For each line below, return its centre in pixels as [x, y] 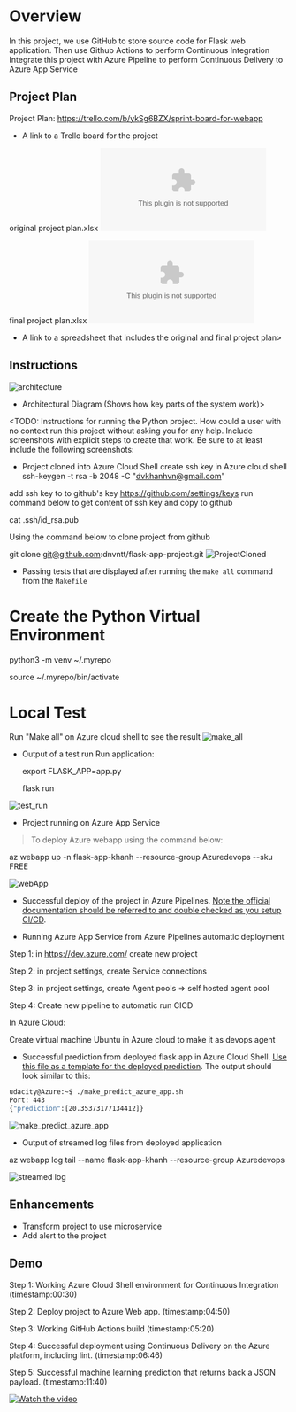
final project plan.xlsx [48, 320]
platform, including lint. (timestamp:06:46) [86, 1355]
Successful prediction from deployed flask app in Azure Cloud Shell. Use [154, 1057]
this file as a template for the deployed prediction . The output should [147, 1067]
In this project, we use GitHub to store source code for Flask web [127, 41]
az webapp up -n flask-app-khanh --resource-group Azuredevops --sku [141, 857]
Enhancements [52, 1205]
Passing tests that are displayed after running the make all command [148, 571]
